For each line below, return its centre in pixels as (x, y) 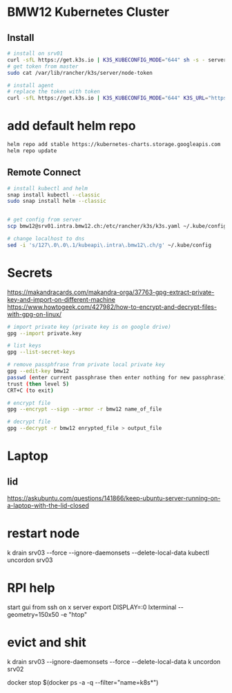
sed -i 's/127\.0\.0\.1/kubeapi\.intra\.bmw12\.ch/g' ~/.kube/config (109, 245)
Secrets (30, 272)
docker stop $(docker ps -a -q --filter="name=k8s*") (83, 682)
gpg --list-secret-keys (41, 352)
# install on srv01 (35, 53)
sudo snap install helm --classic (57, 201)
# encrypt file (29, 403)
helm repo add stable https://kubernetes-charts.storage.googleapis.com (114, 145)
